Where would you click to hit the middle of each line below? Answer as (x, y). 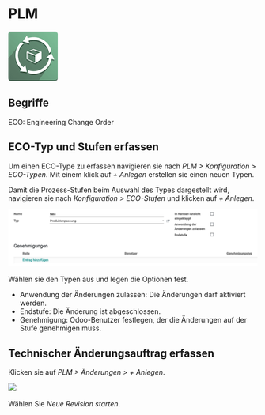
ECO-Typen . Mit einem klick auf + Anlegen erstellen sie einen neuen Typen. (131, 174)
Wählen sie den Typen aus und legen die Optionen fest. (98, 279)
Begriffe (28, 103)
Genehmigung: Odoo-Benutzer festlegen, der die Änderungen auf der (133, 320)
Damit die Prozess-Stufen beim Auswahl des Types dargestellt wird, (119, 190)
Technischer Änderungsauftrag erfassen (112, 353)
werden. (33, 303)
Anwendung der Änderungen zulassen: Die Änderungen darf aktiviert (132, 295)
